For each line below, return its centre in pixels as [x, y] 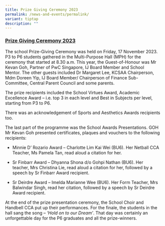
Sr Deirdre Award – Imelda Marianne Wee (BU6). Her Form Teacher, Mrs [85, 182]
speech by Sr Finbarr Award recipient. [51, 173]
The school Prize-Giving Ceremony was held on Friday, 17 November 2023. [82, 51]
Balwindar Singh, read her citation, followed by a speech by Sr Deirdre [83, 188]
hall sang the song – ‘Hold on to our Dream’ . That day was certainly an [77, 213]
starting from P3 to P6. [28, 103]
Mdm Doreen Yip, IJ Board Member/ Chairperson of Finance [66, 77]
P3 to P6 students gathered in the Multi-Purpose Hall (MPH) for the [73, 57]
